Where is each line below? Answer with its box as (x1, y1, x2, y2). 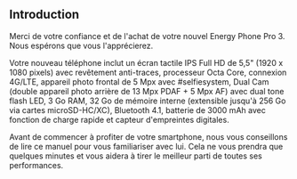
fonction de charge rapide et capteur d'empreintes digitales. (9, 114, 229, 125)
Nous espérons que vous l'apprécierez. (9, 40, 154, 51)
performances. (9, 159, 64, 170)
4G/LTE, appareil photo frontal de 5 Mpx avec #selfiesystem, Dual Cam (9, 76, 269, 87)
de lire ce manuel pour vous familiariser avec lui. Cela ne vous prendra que (9, 141, 284, 151)
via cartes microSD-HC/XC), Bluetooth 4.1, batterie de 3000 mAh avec (9, 104, 267, 115)
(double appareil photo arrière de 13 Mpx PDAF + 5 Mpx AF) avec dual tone (9, 85, 285, 96)
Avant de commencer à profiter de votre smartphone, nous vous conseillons (9, 131, 288, 142)
